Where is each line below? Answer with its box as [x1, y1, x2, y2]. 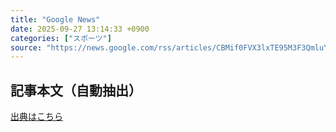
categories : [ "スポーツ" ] [10, 33, 112, 43]
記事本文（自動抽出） [10, 82, 142, 99]
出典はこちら [10, 111, 63, 123]
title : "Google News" [10, 14, 101, 25]
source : [10, 42, 43, 53]
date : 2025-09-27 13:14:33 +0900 [10, 24, 150, 34]
